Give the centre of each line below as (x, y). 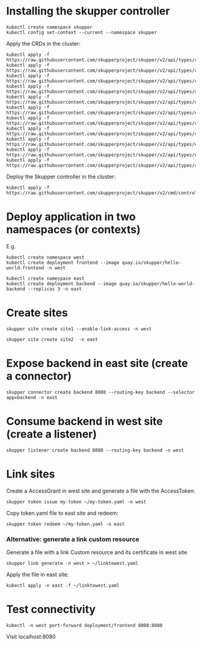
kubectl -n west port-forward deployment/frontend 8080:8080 (84, 625)
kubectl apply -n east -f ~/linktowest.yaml (63, 585)
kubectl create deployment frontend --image (63, 263)
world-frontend (25, 268)
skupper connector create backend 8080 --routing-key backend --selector (101, 392)
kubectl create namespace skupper (50, 27)
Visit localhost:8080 (31, 637)
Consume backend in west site (85, 421)
